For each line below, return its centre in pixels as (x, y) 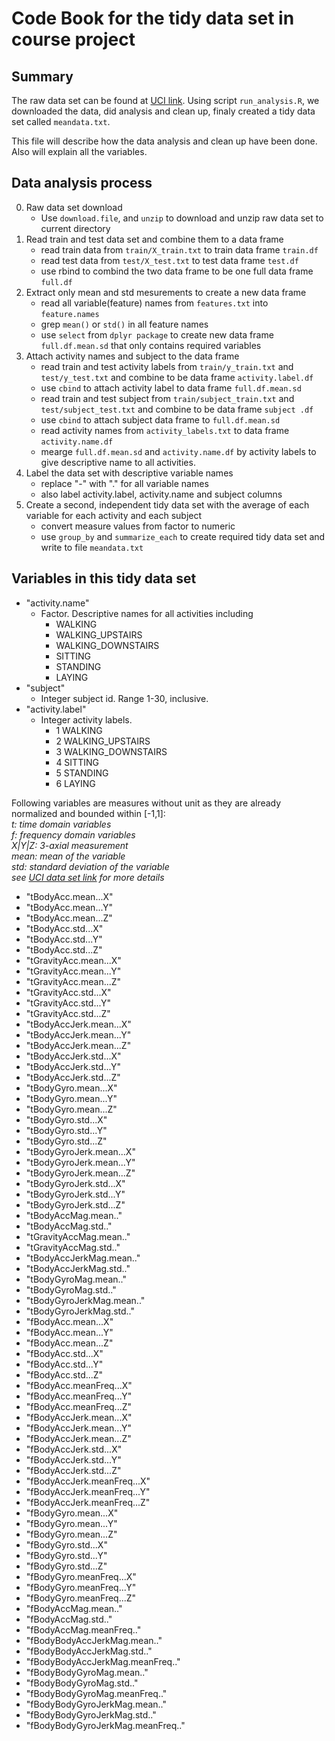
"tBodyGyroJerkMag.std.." (80, 1311)
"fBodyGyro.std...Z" (66, 1566)
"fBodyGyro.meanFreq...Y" (81, 1587)
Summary (42, 76)
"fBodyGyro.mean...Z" (71, 1534)
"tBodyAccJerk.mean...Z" (78, 1045)
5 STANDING (82, 773)
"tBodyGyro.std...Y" (66, 1130)
